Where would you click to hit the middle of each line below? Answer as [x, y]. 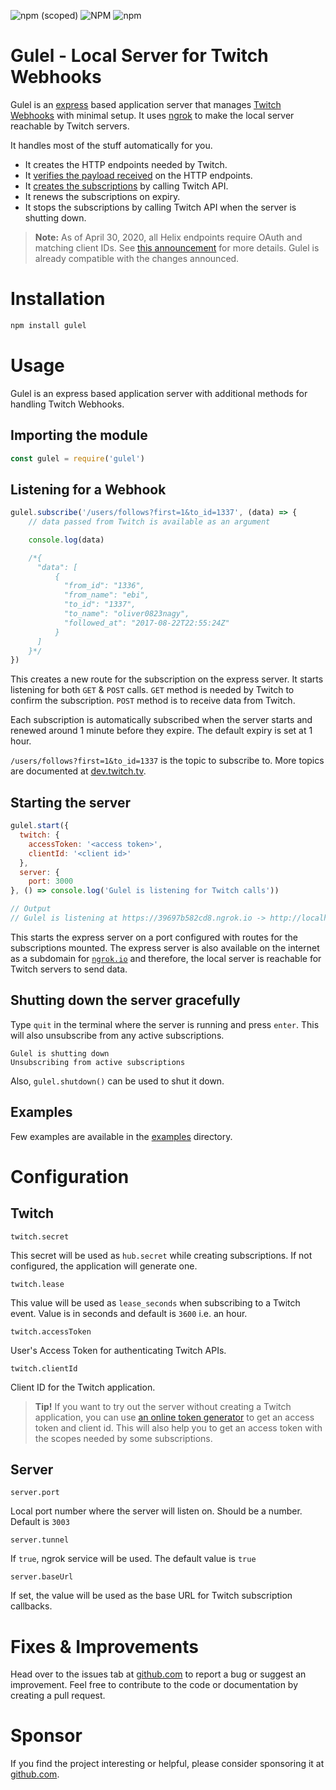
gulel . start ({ [40, 826]
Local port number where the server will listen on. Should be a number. [156, 1511]
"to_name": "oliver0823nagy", [126, 614]
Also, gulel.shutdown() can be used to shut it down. [117, 1081]
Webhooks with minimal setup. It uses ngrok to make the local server [152, 115]
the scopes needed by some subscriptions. [123, 1438]
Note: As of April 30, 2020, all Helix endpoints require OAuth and [168, 237]
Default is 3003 [40, 1522]
